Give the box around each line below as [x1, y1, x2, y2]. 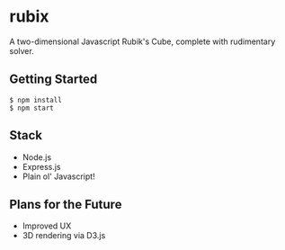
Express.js [22, 161, 61, 172]
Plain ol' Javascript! [22, 171, 96, 182]
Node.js [22, 151, 52, 163]
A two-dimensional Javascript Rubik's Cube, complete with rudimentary [9, 36, 276, 47]
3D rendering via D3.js [22, 230, 106, 241]
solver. [9, 45, 34, 56]
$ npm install [9, 95, 63, 104]
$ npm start [9, 103, 54, 112]
